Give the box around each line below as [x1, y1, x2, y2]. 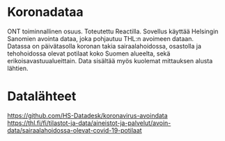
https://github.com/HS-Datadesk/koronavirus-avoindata [7, 111, 169, 119]
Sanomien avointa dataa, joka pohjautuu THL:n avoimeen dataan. [7, 34, 194, 42]
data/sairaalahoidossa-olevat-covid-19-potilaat [7, 126, 142, 134]
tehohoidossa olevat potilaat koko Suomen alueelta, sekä [7, 49, 171, 58]
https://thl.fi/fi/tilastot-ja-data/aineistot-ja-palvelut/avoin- [7, 119, 171, 127]
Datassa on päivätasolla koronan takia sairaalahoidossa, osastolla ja [7, 42, 202, 50]
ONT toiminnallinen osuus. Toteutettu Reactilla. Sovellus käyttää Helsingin [7, 27, 219, 35]
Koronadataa [7, 4, 84, 20]
